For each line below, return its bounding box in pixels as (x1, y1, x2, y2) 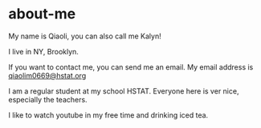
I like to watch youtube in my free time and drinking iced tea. (8, 110, 209, 120)
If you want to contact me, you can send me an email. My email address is (8, 62, 254, 72)
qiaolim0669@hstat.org (8, 70, 87, 80)
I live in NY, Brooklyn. (8, 46, 79, 56)
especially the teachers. (8, 94, 88, 104)
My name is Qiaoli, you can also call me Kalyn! (8, 31, 162, 41)
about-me (8, 5, 76, 23)
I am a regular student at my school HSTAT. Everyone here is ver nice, (8, 86, 239, 96)
